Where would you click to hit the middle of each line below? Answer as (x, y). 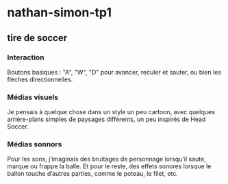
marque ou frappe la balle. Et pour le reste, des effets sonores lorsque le (109, 166)
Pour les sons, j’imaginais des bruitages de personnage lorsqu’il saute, (107, 159)
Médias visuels (33, 97)
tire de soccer (37, 38)
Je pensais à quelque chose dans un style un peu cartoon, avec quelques (111, 112)
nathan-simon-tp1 (59, 13)
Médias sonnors (35, 144)
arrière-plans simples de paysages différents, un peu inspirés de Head (106, 119)
